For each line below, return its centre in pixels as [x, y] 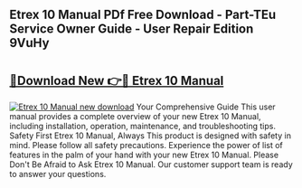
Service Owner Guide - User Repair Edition [132, 29]
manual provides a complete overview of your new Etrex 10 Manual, [135, 116]
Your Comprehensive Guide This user [206, 107]
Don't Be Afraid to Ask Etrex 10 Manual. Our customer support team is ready [151, 164]
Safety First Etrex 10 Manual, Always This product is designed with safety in [151, 136]
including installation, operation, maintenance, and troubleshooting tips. [142, 126]
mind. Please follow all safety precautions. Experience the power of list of [146, 145]
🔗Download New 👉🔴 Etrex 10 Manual [117, 80]
